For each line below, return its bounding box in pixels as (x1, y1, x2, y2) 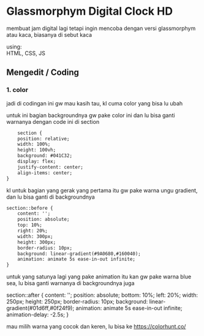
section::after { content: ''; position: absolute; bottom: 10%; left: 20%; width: (6, 291, 198, 299)
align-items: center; (17, 170, 72, 176)
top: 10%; (17, 222, 43, 228)
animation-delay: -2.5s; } (6, 311, 69, 318)
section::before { (6, 205, 53, 211)
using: (6, 43, 22, 50)
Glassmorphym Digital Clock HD (6, 4, 173, 18)
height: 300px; (17, 239, 56, 245)
